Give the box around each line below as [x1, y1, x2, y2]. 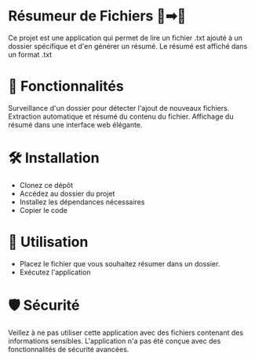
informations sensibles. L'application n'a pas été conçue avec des [8, 336, 221, 345]
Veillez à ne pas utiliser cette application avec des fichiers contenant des [8, 328, 244, 337]
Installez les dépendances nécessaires [19, 197, 145, 207]
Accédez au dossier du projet [19, 189, 115, 198]
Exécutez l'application [19, 267, 92, 277]
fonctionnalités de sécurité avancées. [8, 344, 129, 354]
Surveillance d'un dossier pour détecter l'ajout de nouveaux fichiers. [8, 103, 230, 112]
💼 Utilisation [8, 233, 89, 251]
